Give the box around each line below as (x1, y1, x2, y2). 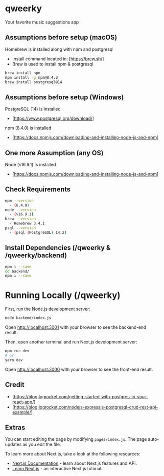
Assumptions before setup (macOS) (5, 33, 117, 42)
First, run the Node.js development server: (5, 306, 91, 312)
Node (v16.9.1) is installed (5, 162, 56, 167)
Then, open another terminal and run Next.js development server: (5, 339, 137, 345)
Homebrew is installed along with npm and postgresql (5, 46, 114, 52)
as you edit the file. (23, 441, 61, 448)
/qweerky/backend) (5, 251, 67, 260)
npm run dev (5, 348, 29, 354)
